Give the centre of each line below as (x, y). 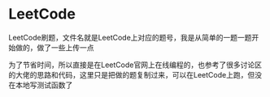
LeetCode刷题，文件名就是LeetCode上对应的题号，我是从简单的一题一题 (130, 37)
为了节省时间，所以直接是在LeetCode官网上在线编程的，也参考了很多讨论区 (135, 65)
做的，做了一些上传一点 (54, 47)
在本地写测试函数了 (41, 85)
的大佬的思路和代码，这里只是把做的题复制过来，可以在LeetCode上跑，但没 (135, 74)
